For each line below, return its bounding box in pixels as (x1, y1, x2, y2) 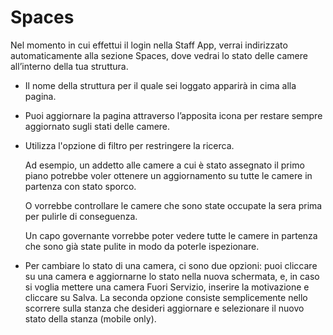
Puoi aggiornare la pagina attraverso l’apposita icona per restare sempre (24, 109, 323, 121)
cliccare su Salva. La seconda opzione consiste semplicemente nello (24, 291, 308, 303)
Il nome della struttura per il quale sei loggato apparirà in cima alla (24, 79, 297, 91)
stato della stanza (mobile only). (24, 312, 157, 325)
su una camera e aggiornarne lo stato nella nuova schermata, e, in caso (24, 270, 320, 282)
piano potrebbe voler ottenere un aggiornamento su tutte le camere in (24, 169, 313, 181)
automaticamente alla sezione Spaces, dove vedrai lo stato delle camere (10, 49, 308, 61)
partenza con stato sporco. (24, 180, 137, 192)
